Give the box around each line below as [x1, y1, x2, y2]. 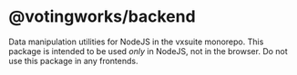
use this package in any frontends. [8, 55, 138, 66]
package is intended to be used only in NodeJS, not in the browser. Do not [8, 45, 288, 56]
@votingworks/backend [8, 6, 197, 27]
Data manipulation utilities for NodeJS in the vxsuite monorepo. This [8, 36, 264, 47]
